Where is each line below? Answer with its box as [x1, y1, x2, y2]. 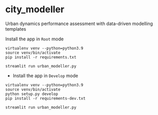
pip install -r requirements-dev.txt [5, 96, 86, 101]
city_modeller [5, 4, 65, 15]
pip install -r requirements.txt [5, 55, 77, 60]
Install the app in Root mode [5, 36, 64, 42]
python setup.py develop [5, 91, 58, 97]
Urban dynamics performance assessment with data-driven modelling [5, 20, 153, 27]
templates [5, 26, 27, 32]
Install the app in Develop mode [12, 73, 78, 79]
